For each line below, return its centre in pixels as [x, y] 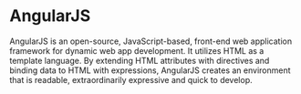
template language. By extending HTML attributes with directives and [140, 60]
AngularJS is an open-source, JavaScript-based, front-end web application [151, 41]
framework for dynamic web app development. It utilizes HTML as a [137, 50]
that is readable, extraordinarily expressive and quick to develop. [131, 79]
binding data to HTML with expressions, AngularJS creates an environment [150, 70]
